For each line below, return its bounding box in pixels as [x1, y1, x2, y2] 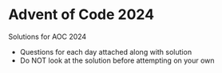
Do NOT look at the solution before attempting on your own [19, 56, 215, 65]
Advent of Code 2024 [8, 6, 154, 24]
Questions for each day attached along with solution [19, 47, 192, 56]
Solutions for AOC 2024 [8, 32, 87, 41]
